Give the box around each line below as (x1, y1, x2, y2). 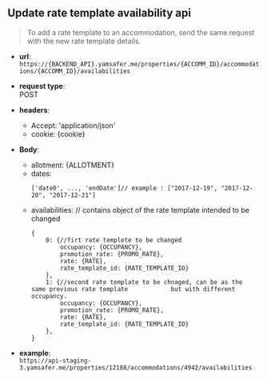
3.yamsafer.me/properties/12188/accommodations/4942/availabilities (18, 363, 253, 371)
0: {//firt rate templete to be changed (46, 236, 182, 244)
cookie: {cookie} (30, 129, 86, 138)
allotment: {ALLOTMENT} (30, 160, 115, 170)
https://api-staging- (18, 356, 91, 365)
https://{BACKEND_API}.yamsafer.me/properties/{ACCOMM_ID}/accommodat (18, 60, 260, 68)
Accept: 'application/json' (30, 120, 116, 130)
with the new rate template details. (26, 36, 141, 46)
